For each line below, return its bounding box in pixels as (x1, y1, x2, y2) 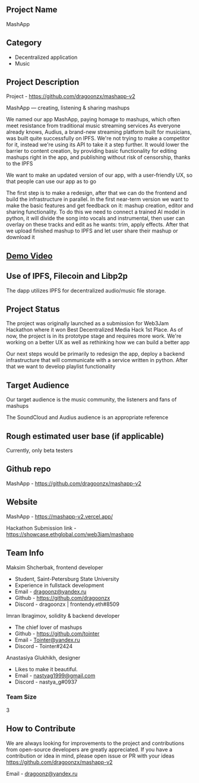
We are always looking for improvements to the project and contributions (6, 740, 185, 747)
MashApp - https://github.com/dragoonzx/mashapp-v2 (6, 480, 141, 487)
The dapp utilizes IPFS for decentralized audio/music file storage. (6, 287, 166, 294)
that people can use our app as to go (6, 178, 97, 185)
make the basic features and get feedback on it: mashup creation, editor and (6, 202, 194, 209)
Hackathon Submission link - (6, 524, 77, 532)
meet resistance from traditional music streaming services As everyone (6, 122, 181, 130)
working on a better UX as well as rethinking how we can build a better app (6, 339, 190, 346)
